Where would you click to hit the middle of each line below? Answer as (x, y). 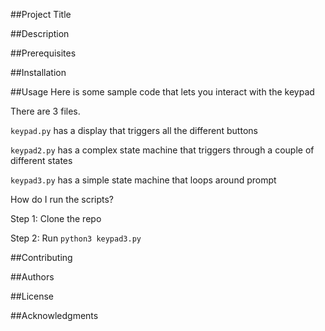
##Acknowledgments (54, 315)
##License (32, 296)
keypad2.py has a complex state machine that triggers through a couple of (162, 150)
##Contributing (41, 257)
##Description (40, 33)
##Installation (38, 72)
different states (41, 160)
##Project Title (41, 14)
